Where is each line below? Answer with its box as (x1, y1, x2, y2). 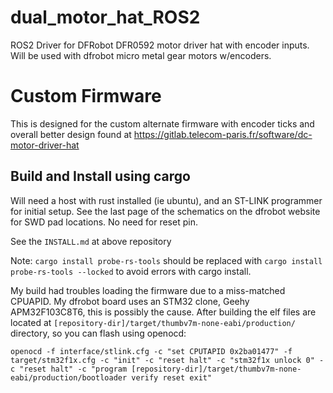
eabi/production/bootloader (10, 372, 128, 383)
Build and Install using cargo (10, 168, 191, 185)
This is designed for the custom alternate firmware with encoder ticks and (10, 117, 315, 130)
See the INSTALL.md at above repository (10, 235, 172, 247)
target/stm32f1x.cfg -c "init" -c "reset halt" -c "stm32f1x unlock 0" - (10, 355, 325, 365)
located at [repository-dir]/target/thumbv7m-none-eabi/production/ (10, 316, 296, 328)
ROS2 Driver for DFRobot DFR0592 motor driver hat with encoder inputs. (10, 39, 310, 51)
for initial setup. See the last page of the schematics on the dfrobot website (10, 205, 321, 217)
